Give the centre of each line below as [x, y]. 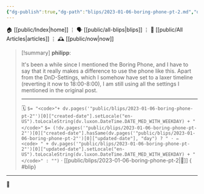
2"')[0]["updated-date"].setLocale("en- [73, 149]
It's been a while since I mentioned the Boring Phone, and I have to [105, 64]
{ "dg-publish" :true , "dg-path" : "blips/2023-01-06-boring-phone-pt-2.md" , [100, 12]
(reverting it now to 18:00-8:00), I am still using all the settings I [100, 84]
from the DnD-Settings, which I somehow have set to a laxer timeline [107, 77]
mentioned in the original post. [59, 90]
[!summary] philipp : [46, 53]
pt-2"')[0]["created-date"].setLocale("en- [77, 116]
